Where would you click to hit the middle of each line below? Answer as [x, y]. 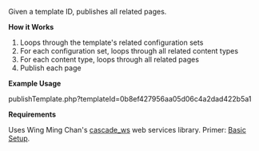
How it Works [31, 27]
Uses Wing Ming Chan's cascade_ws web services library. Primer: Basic [127, 130]
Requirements [32, 114]
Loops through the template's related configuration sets [112, 42]
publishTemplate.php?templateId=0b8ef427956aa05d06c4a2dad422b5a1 [130, 99]
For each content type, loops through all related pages [110, 60]
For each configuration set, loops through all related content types [129, 51]
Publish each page [50, 68]
